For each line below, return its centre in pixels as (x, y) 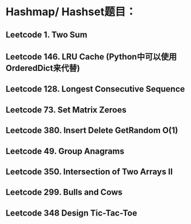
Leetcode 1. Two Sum (46, 34)
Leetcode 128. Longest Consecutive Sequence (95, 89)
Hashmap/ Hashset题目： (71, 12)
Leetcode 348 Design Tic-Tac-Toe (72, 213)
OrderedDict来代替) (43, 68)
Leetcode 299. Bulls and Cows (64, 192)
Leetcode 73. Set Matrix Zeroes (66, 110)
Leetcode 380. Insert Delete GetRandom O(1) (92, 131)
